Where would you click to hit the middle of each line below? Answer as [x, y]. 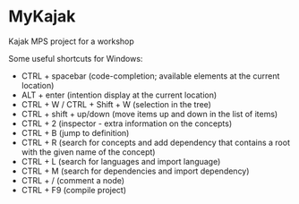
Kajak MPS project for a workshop [72, 41]
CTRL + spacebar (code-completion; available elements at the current [150, 76]
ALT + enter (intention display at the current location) [119, 95]
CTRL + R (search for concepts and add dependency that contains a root [155, 142]
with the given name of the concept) [88, 152]
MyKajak [42, 17]
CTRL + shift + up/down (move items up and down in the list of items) [149, 114]
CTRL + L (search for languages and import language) [121, 161]
